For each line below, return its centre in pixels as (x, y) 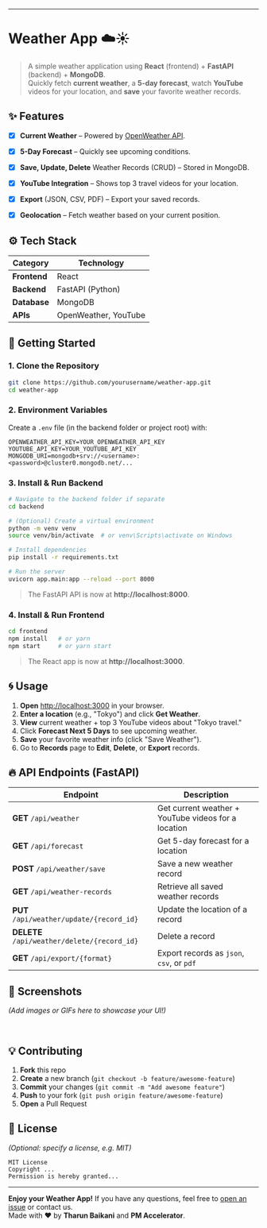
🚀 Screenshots (45, 991)
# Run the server (37, 572)
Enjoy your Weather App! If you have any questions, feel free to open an (128, 1198)
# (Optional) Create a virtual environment (81, 521)
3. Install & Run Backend (56, 483)
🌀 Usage (28, 687)
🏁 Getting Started (52, 344)
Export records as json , (201, 953)
